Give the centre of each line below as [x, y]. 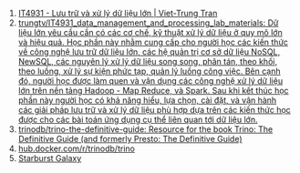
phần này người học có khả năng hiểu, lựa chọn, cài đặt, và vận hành [147, 100]
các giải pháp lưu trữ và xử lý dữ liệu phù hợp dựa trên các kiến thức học [155, 110]
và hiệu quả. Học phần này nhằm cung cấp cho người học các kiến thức [153, 42]
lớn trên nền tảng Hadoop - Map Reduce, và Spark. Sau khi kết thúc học [153, 91]
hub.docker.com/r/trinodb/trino [76, 148]
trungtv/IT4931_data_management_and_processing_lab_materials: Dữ [148, 23]
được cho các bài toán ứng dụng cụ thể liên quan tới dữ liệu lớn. [138, 119]
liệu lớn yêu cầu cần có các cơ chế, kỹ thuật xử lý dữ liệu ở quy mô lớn [150, 32]
